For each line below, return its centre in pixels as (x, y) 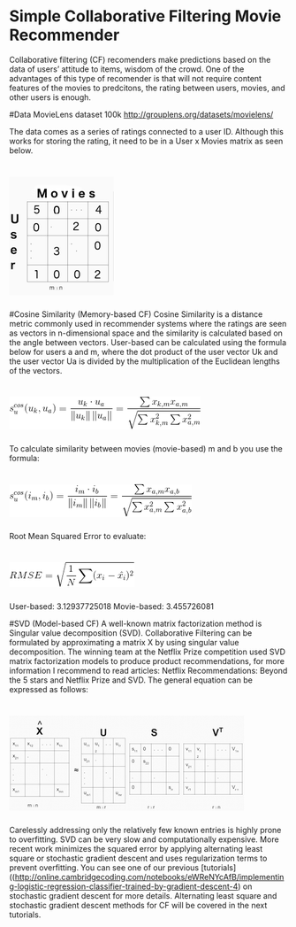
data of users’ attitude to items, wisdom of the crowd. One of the (127, 69)
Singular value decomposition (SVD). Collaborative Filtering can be (131, 633)
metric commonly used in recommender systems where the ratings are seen (148, 323)
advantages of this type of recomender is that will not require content (136, 78)
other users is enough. (50, 97)
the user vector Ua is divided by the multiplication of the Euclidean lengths (144, 361)
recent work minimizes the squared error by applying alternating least (136, 848)
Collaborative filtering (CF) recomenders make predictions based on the (140, 59)
